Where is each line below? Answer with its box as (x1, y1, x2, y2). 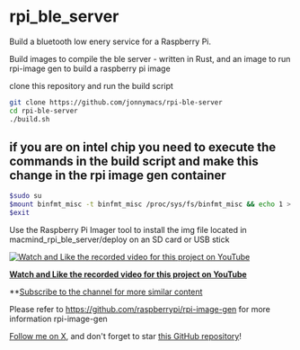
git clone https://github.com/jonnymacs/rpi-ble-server (9, 97, 223, 107)
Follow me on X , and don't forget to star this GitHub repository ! (9, 331, 243, 341)
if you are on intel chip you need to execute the (9, 139, 277, 155)
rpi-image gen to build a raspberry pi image (9, 63, 171, 74)
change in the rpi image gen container (9, 167, 226, 183)
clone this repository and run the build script (9, 80, 173, 91)
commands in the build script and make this (9, 153, 259, 168)
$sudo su (9, 192, 42, 201)
